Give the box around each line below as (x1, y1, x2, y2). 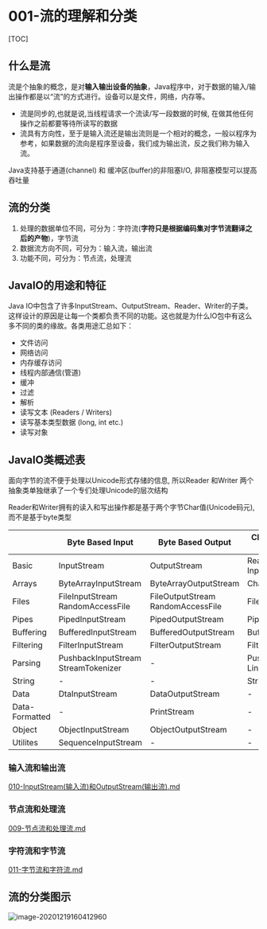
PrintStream (149, 706, 195, 717)
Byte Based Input (67, 537, 133, 548)
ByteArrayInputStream (58, 578, 141, 589)
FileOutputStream (149, 591, 216, 602)
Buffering (12, 627, 48, 638)
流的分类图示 (8, 890, 72, 904)
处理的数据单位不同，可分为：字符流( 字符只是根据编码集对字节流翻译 (19, 224, 246, 233)
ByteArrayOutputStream (149, 578, 240, 589)
